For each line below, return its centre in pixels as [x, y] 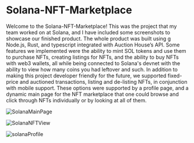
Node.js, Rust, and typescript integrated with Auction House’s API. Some [93, 45]
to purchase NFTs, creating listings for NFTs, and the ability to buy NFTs [92, 57]
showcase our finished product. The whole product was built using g [89, 38]
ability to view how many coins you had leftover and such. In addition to [92, 69]
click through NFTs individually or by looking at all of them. [76, 100]
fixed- [175, 76]
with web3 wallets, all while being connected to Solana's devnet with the [93, 63]
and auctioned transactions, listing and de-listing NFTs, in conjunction [103, 81]
